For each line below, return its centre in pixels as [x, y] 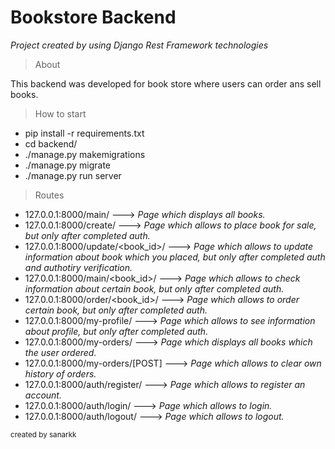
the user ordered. [60, 352]
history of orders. [60, 373]
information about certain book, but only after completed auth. [154, 288]
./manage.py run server [73, 175]
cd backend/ [51, 143]
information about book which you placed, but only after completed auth [175, 257]
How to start [60, 113]
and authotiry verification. [78, 267]
